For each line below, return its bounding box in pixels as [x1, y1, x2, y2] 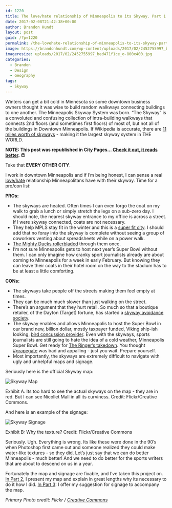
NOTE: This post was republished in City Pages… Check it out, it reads [5, 146, 158, 153]
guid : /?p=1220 [5, 35, 38, 40]
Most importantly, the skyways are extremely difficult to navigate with [12, 353, 160, 359]
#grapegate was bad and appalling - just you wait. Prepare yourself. [12, 347, 156, 353]
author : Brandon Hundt [5, 25, 54, 30]
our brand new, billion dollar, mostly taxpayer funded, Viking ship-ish [12, 326, 158, 332]
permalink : [5, 41, 29, 46]
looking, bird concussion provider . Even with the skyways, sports [12, 331, 150, 337]
